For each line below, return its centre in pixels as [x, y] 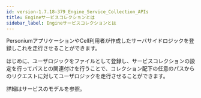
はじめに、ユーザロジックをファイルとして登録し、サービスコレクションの [98, 61]
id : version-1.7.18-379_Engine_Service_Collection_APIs [77, 12]
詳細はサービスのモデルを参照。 [46, 89]
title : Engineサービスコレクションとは [50, 17]
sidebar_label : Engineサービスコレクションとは [61, 23]
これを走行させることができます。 [58, 48]
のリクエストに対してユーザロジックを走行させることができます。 [87, 76]
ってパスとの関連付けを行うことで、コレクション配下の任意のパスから [108, 69]
